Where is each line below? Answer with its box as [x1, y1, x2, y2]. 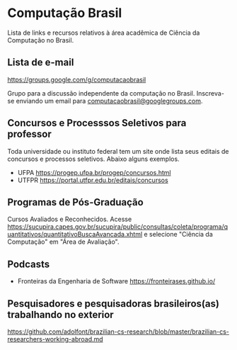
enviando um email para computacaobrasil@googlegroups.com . [16, 96, 203, 105]
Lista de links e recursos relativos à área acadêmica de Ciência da [7, 28, 200, 37]
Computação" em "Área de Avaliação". [7, 237, 120, 246]
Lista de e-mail [7, 57, 74, 69]
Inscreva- [196, 89, 225, 97]
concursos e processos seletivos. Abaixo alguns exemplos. [7, 154, 180, 163]
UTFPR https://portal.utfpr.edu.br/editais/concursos [17, 176, 168, 184]
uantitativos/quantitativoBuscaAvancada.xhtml [7, 230, 143, 239]
